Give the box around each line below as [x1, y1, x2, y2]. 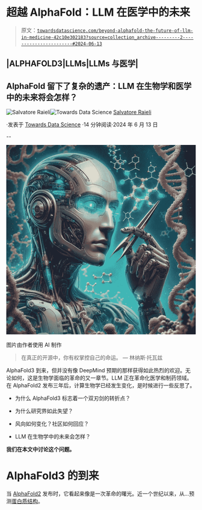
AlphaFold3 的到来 [6, 469, 99, 483]
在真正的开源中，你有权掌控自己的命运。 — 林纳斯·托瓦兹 [20, 354, 163, 361]
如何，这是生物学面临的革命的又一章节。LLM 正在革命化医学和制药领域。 [11, 374, 192, 382]
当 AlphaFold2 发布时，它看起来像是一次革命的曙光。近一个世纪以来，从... [6, 490, 189, 497]
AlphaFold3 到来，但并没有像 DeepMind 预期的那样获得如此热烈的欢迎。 [6, 367, 186, 374]
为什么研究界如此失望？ [14, 407, 73, 415]
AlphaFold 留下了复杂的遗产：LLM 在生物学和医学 [6, 81, 192, 91]
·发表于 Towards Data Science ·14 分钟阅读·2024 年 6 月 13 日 [6, 121, 158, 128]
